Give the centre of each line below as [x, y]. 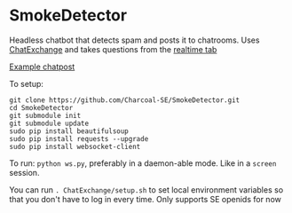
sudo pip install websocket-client [75, 146]
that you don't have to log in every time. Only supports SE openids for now [145, 199]
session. [24, 172]
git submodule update [49, 123]
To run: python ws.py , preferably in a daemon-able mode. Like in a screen [143, 163]
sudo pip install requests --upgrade [79, 138]
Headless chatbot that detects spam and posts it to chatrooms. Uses [134, 40]
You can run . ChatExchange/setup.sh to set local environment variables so [146, 189]
